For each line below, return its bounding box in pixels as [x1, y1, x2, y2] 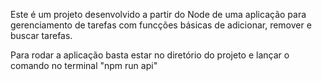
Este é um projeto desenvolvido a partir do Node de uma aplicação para [10, 9, 307, 20]
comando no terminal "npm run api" [10, 60, 158, 71]
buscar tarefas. [10, 30, 73, 41]
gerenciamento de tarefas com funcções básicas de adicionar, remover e [10, 19, 312, 31]
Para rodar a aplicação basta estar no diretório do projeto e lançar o [10, 49, 290, 61]
